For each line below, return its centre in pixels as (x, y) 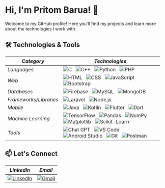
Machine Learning (29, 118)
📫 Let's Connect (31, 154)
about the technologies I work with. (41, 28)
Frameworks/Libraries (33, 99)
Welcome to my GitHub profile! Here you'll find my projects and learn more (81, 24)
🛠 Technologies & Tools (42, 45)
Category (33, 61)
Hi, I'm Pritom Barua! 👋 (52, 10)
